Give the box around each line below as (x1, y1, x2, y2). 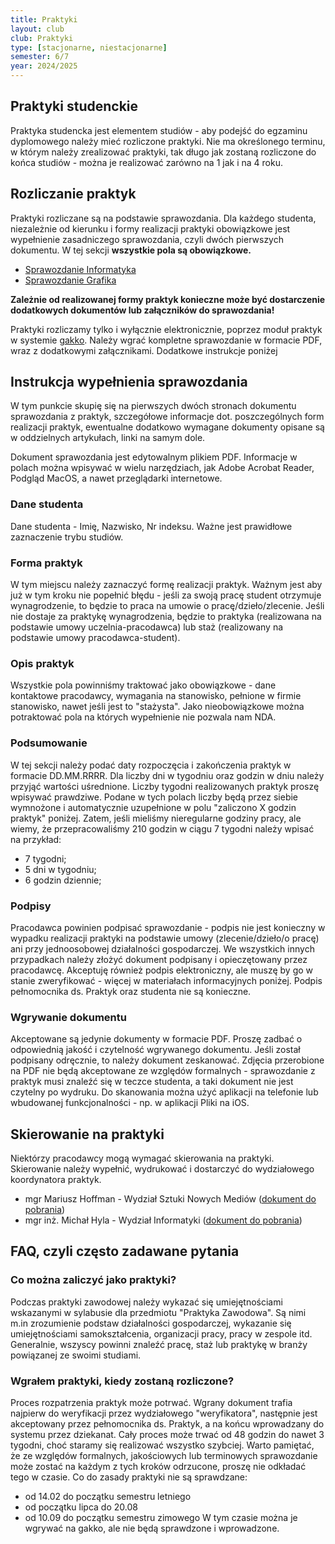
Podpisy (10, 899, 52, 913)
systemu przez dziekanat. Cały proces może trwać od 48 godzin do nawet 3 (10, 1429, 325, 1441)
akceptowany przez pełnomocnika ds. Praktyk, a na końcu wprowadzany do (10, 1418, 325, 1430)
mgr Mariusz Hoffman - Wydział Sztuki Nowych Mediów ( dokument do (24, 1193, 317, 1205)
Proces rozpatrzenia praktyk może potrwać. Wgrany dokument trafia (10, 1397, 293, 1409)
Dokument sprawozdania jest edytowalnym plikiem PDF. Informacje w (10, 451, 298, 463)
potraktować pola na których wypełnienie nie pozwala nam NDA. (10, 711, 277, 723)
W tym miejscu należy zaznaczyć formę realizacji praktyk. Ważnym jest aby (10, 579, 323, 591)
